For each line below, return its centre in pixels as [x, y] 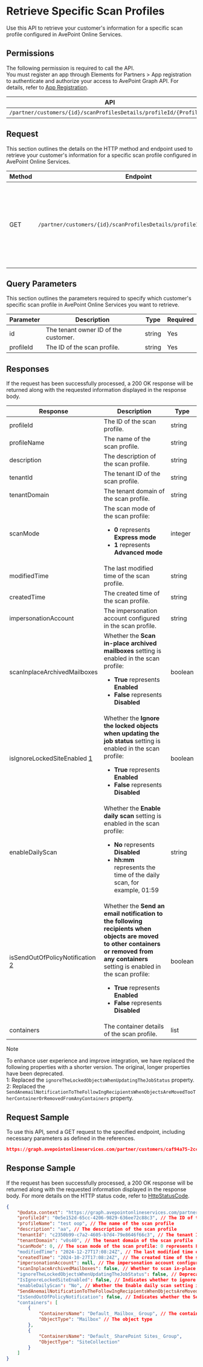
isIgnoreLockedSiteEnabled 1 [51, 758]
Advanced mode [138, 552]
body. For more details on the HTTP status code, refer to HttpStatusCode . [98, 1196]
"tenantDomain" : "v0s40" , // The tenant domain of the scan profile [105, 1240]
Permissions [30, 54]
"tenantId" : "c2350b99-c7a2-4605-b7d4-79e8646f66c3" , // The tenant [105, 1235]
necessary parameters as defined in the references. [71, 1138]
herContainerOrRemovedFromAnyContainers [58, 1099]
